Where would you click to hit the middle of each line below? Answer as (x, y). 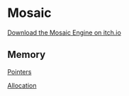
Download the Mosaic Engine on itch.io (64, 32)
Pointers (19, 71)
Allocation (22, 85)
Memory (27, 55)
